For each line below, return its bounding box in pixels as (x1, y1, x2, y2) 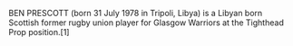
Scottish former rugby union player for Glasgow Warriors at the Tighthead (8, 17, 285, 28)
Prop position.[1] (8, 27, 70, 37)
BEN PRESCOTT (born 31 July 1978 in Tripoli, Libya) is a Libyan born (8, 8, 263, 18)
